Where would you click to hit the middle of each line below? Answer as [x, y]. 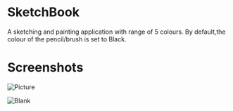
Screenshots [45, 68]
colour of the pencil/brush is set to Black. [67, 39]
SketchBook [43, 12]
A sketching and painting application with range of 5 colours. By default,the [117, 32]
